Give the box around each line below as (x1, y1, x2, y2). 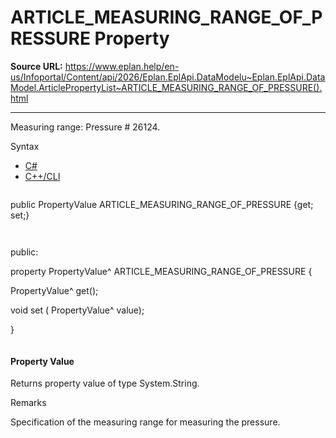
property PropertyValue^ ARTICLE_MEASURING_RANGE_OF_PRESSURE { (10, 265, 313, 277)
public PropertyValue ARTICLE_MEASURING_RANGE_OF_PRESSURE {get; (10, 198, 314, 210)
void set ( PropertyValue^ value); (10, 304, 145, 316)
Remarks (10, 397, 47, 409)
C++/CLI (24, 170, 61, 182)
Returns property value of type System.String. (10, 377, 200, 390)
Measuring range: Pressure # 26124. (10, 121, 161, 133)
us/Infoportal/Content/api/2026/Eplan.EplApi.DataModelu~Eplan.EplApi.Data (10, 71, 326, 83)
